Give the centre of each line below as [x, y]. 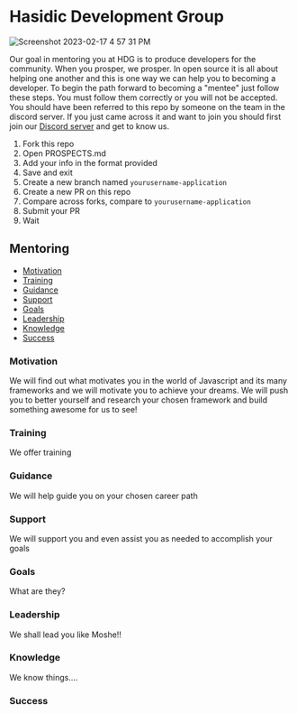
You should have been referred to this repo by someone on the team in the [147, 107]
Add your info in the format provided [90, 162]
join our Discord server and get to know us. [89, 126]
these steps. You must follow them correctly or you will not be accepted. [144, 97]
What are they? [37, 591]
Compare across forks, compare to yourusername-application [137, 201]
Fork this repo [48, 144]
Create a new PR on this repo [76, 191]
